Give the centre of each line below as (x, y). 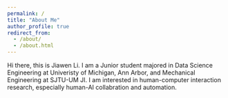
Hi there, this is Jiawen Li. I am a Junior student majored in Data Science (110, 65)
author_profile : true (38, 26)
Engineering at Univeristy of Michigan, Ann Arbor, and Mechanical (101, 72)
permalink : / (26, 13)
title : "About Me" (34, 20)
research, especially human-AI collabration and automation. (92, 87)
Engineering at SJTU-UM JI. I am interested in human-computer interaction (114, 80)
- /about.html (34, 46)
